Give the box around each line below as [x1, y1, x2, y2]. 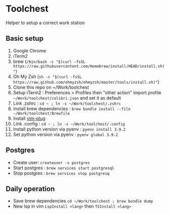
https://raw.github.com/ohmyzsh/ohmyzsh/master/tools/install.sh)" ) [13, 79, 160, 85]
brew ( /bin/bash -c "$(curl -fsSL [13, 58, 85, 64]
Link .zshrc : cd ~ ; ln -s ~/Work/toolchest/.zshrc [13, 100, 122, 106]
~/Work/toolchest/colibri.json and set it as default [13, 95, 122, 101]
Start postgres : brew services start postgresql [13, 165, 115, 171]
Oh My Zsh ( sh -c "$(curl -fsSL [13, 74, 82, 80]
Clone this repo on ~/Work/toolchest [13, 84, 89, 90]
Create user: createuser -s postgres [13, 159, 90, 165]
